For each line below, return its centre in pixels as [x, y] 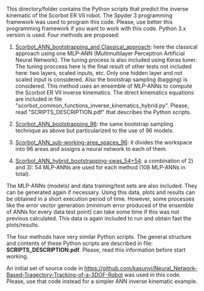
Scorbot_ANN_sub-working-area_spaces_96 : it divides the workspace [104, 142]
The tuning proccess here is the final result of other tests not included [103, 66]
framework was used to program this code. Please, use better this [90, 22]
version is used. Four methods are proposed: [63, 35]
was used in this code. [153, 275]
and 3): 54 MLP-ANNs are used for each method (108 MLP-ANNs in [100, 167]
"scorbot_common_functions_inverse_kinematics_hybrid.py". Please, [102, 106]
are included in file [39, 99]
